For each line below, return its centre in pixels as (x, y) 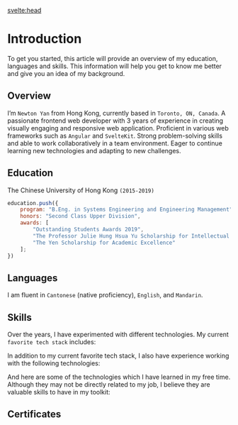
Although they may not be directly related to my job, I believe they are (109, 385)
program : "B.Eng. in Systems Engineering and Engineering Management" (126, 210)
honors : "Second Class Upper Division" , (80, 216)
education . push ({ (33, 203)
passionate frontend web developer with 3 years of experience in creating (115, 121)
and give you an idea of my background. (66, 73)
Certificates (34, 414)
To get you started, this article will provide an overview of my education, (113, 58)
